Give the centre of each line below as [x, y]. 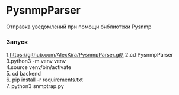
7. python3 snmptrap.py [35, 86]
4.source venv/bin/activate [39, 67]
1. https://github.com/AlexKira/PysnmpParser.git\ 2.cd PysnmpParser [90, 55]
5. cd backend [24, 74]
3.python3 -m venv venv [36, 61]
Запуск [17, 42]
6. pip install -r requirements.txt [44, 80]
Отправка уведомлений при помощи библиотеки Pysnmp [79, 27]
